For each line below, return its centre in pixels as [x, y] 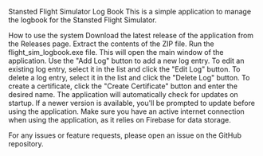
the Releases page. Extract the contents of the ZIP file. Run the [111, 44]
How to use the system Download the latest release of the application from [131, 35]
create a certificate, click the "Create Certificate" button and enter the [123, 86]
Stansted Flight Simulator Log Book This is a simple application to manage [130, 12]
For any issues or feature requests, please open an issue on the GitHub [125, 135]
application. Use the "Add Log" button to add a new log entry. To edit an [126, 60]
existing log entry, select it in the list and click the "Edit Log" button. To [124, 69]
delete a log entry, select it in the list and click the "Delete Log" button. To [129, 78]
